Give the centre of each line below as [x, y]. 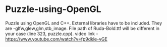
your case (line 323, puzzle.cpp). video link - [52, 33]
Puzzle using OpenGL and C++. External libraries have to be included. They [84, 23]
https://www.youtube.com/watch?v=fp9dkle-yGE [56, 39]
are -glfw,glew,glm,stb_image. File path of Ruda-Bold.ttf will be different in [82, 28]
